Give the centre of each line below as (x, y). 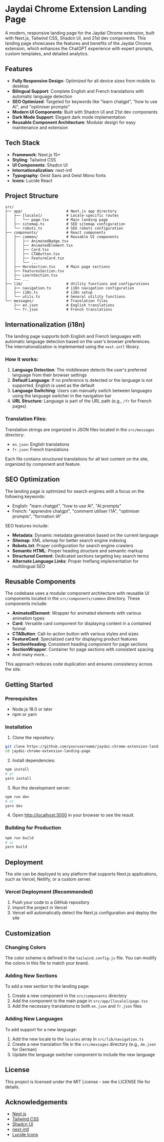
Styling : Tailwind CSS (34, 160)
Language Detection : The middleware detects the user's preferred (79, 370)
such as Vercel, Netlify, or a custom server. (48, 879)
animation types (28, 618)
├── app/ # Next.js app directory (61, 211)
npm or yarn (24, 714)
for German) (24, 1049)
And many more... (30, 655)
